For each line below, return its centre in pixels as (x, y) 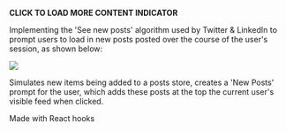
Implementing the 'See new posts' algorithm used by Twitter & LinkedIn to (143, 30)
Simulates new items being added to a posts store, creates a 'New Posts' (142, 82)
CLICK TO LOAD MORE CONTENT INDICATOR (94, 13)
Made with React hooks (52, 118)
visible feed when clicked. (56, 101)
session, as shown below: (56, 49)
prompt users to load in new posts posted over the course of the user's (139, 39)
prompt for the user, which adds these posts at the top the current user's (142, 92)
